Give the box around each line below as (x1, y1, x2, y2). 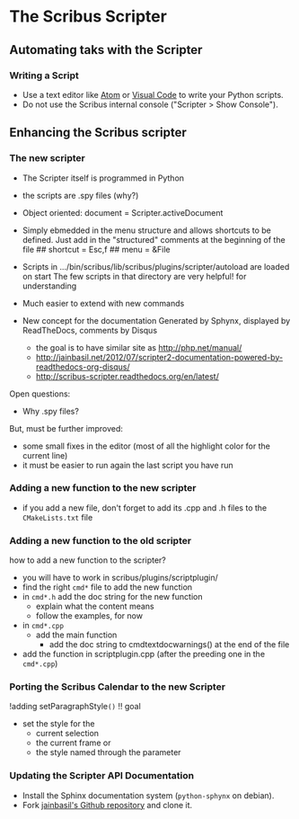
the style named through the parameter (35, 747, 181, 758)
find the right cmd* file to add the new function (22, 582, 193, 592)
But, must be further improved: (9, 423, 124, 433)
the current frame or (35, 737, 111, 748)
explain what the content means (35, 601, 154, 612)
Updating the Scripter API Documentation (9, 770, 195, 782)
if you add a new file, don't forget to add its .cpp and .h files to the (22, 502, 268, 513)
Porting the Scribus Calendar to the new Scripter (9, 681, 226, 693)
